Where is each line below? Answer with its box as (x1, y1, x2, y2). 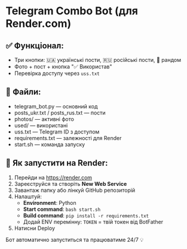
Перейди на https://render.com (14, 174, 93, 181)
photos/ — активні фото (14, 115, 74, 123)
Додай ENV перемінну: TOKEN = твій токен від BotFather (23, 218, 164, 225)
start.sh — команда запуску (14, 141, 85, 148)
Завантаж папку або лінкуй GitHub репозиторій (14, 186, 136, 194)
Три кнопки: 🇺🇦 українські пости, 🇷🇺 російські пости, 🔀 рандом (14, 57, 182, 63)
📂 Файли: (5, 87, 41, 97)
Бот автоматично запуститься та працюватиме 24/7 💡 (5, 236, 144, 243)
